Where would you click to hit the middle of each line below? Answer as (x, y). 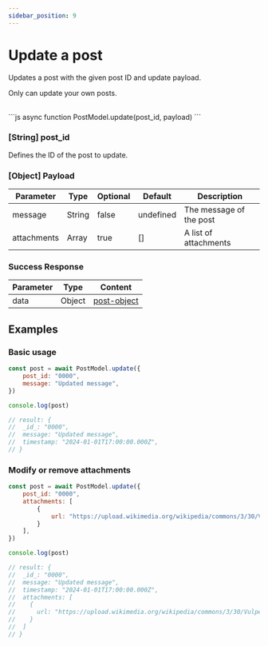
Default (157, 197)
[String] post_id (39, 138)
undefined (158, 215)
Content (116, 287)
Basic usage (33, 352)
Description (220, 197)
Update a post (55, 55)
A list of (198, 233)
